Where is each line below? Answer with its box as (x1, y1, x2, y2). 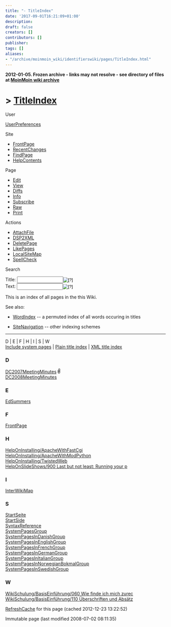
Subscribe (12, 199, 35, 205)
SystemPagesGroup (5, 528, 47, 534)
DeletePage (12, 240, 37, 246)
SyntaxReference (5, 523, 42, 529)
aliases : (5, 51, 24, 56)
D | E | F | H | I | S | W (5, 338, 50, 344)
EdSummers (5, 398, 31, 405)
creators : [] (5, 30, 33, 35)
